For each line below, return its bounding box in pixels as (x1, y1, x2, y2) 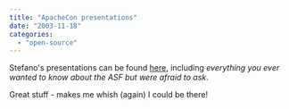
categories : (9, 29, 54, 38)
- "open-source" (17, 38, 78, 47)
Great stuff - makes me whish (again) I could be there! (9, 89, 208, 100)
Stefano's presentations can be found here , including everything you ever (9, 63, 280, 73)
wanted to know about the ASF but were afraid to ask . (9, 72, 210, 83)
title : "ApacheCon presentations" (9, 13, 138, 22)
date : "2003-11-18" (9, 21, 82, 30)
